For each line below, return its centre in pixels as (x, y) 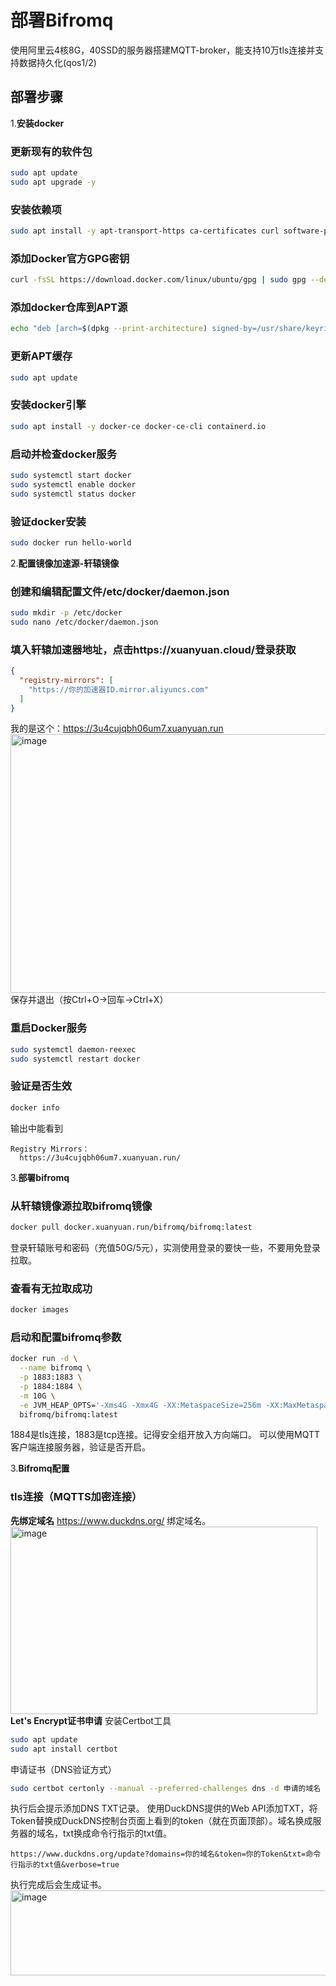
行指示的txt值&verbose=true (65, 1865)
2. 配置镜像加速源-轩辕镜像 (65, 563)
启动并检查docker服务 (64, 454)
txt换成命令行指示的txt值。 (117, 1833)
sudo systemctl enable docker (73, 484)
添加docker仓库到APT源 (69, 308)
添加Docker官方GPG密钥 (70, 258)
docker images (40, 1310)
